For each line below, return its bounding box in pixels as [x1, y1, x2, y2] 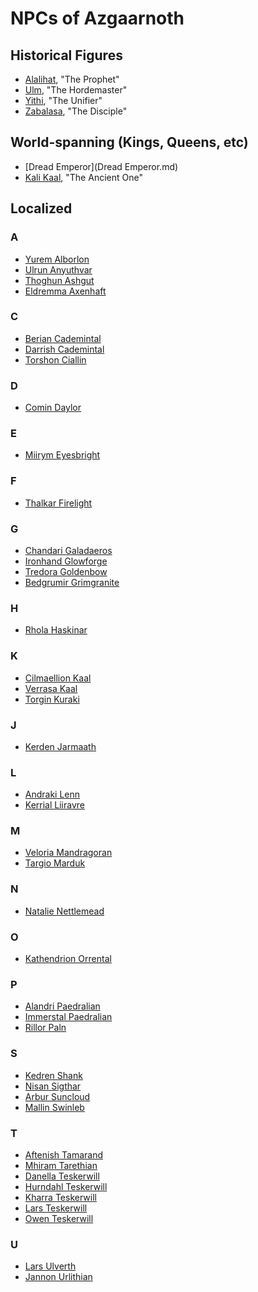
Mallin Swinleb [24, 1101, 85, 1113]
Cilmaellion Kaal [24, 672, 92, 684]
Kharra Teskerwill [24, 1191, 97, 1203]
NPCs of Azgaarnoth [10, 7, 185, 30]
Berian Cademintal [24, 332, 102, 344]
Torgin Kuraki [24, 693, 80, 705]
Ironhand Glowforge [24, 555, 108, 567]
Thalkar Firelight [24, 497, 93, 509]
